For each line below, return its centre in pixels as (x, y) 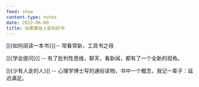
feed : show (20, 12)
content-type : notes (32, 17)
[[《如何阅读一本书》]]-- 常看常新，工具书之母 (60, 46)
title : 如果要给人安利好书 (36, 28)
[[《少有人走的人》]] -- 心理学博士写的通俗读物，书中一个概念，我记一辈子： (97, 71)
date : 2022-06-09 (28, 22)
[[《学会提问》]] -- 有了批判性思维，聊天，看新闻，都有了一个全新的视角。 (94, 58)
